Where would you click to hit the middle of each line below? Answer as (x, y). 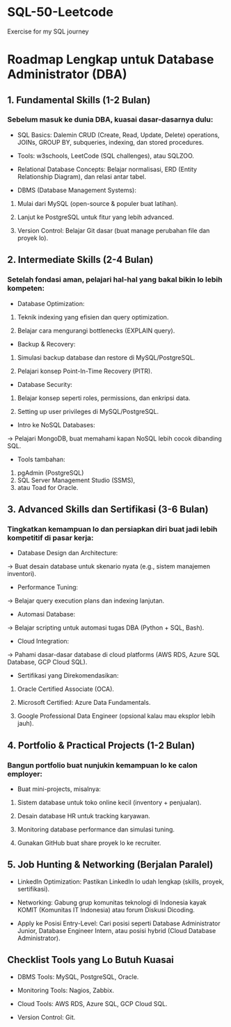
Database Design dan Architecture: (67, 553)
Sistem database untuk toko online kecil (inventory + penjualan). (109, 802)
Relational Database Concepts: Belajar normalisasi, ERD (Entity (107, 169)
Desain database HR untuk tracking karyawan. (84, 815)
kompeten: (26, 288)
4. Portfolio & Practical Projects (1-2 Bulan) (101, 745)
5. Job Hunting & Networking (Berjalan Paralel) (110, 865)
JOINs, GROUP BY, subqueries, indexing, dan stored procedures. (110, 142)
